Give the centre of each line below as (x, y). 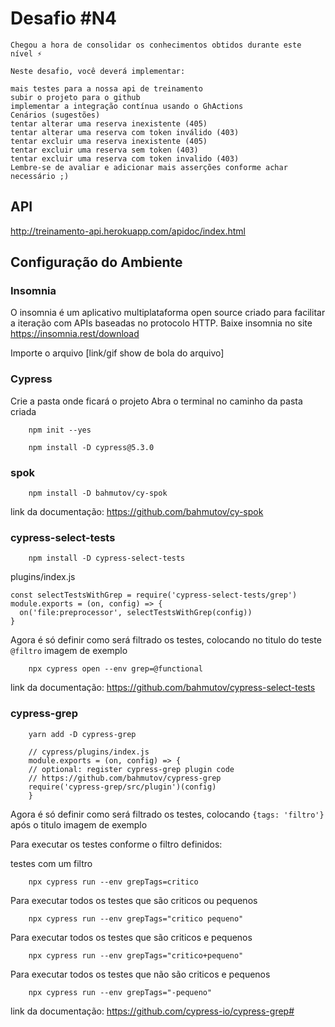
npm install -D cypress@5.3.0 (91, 447)
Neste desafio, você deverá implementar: (98, 71)
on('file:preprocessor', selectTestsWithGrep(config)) (136, 613)
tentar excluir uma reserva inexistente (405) (109, 141)
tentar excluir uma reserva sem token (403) (104, 150)
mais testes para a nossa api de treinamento (106, 88)
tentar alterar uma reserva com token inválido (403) (125, 132)
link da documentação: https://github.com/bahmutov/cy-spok (137, 512)
